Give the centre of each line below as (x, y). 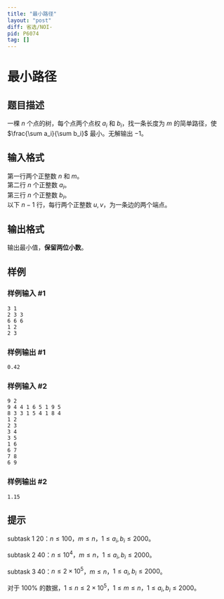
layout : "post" (29, 20)
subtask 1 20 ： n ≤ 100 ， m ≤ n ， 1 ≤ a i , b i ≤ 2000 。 (81, 539)
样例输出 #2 (27, 481)
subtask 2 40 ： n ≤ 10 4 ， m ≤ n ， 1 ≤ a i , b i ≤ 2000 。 (81, 555)
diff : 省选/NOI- (30, 27)
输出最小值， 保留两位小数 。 (47, 248)
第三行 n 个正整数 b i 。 (39, 196)
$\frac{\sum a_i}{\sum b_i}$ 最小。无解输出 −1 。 (77, 133)
